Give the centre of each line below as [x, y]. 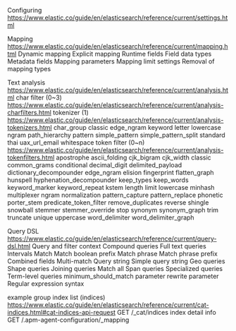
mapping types [29, 69]
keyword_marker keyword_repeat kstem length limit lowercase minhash [111, 187]
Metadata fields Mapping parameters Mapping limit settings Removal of [111, 61]
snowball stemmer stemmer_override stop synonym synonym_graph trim [113, 210]
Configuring [25, 10]
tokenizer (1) [71, 113]
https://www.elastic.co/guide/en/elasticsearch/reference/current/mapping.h [118, 46]
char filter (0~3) [39, 97]
